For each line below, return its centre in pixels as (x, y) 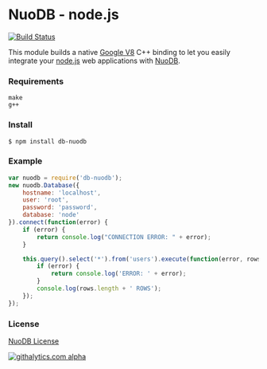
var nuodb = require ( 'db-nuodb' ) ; (66, 178)
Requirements (36, 81)
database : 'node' (51, 215)
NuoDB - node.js (64, 15)
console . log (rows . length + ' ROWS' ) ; (99, 289)
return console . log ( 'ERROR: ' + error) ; (118, 274)
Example (25, 161)
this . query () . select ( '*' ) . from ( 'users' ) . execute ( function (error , (133, 259)
